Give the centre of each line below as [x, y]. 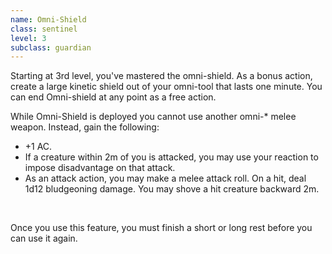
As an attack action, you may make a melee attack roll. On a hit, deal [165, 178]
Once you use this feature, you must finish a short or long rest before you [161, 228]
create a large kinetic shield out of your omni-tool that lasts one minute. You [166, 87]
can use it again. [44, 238]
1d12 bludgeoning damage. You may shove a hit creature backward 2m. [172, 189]
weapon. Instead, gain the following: [85, 127]
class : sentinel [44, 29]
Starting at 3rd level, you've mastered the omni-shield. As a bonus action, [161, 76]
